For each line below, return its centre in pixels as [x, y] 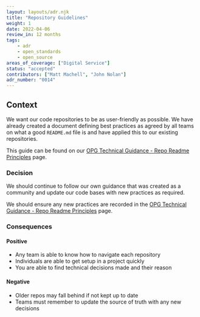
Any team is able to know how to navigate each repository [88, 255]
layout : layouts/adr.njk [38, 12]
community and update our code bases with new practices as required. [96, 193]
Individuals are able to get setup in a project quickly [80, 261]
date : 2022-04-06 [28, 29]
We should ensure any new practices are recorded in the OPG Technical [97, 204]
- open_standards [39, 52]
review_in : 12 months [34, 35]
